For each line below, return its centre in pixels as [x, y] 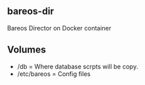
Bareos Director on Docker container [59, 28]
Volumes [27, 50]
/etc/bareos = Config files [54, 74]
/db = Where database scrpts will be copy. [77, 66]
